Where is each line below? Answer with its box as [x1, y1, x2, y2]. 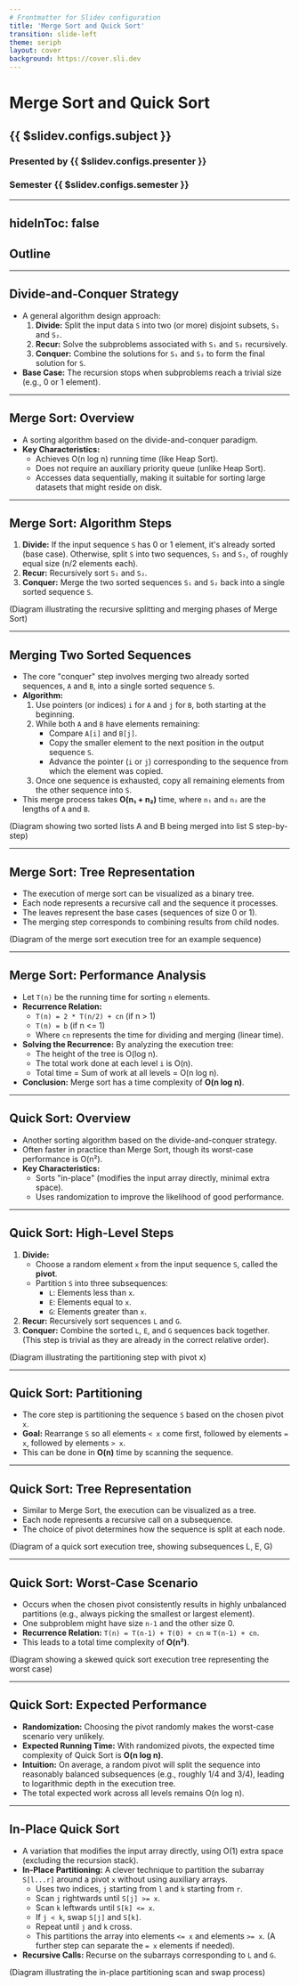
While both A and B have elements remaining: [35, 719, 200, 729]
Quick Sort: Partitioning [9, 1386, 143, 1401]
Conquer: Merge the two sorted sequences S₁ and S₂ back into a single [21, 577, 285, 588]
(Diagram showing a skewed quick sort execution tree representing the [9, 1654, 270, 1664]
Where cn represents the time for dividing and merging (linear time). [35, 1030, 285, 1040]
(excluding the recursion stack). [21, 1854, 140, 1866]
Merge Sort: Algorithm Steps [9, 516, 172, 531]
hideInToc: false [9, 216, 100, 232]
